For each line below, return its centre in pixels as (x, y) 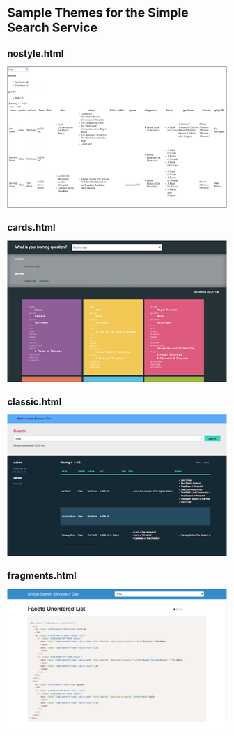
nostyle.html (36, 53)
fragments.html (42, 576)
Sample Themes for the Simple (98, 13)
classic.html (34, 402)
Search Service (53, 28)
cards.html (31, 228)
